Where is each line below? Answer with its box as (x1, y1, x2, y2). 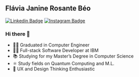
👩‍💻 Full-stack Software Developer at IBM (12, 47, 99, 54)
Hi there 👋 (5, 30, 31, 37)
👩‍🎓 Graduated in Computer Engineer (12, 42, 90, 48)
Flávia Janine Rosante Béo (5, 4, 91, 13)
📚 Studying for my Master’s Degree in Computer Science (12, 53, 134, 59)
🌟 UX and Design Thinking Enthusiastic (12, 66, 95, 72)
